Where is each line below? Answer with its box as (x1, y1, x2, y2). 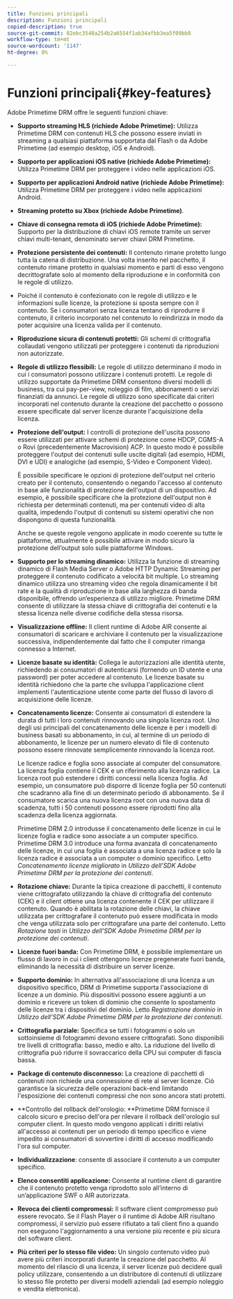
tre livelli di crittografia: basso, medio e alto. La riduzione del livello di (17, 1041, 216, 1049)
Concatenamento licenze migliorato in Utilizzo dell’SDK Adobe (17, 861, 197, 869)
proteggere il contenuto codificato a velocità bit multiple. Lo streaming (17, 572, 219, 580)
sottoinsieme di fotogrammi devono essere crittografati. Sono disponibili (17, 1033, 225, 1041)
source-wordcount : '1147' (7, 42, 82, 49)
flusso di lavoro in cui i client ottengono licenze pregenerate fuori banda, (17, 954, 226, 963)
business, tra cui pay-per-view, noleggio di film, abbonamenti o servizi (17, 384, 219, 393)
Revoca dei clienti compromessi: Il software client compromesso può (17, 1204, 218, 1213)
